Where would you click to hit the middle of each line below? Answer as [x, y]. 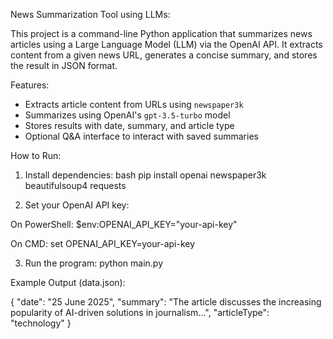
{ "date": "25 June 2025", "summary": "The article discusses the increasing [166, 302]
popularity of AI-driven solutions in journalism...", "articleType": [140, 312]
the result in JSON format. [64, 65]
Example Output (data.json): [68, 282]
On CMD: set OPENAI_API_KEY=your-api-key [103, 243]
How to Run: [36, 155]
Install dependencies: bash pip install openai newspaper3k [145, 175]
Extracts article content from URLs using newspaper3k [134, 104]
